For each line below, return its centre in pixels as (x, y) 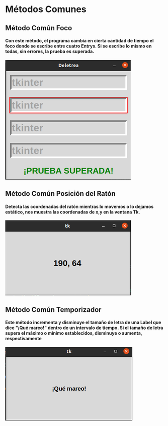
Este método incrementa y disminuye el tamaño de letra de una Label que (83, 323)
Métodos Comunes (46, 9)
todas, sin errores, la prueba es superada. (50, 51)
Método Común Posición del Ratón (60, 194)
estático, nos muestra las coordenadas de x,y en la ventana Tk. (73, 212)
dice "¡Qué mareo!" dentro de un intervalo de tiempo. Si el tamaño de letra (84, 328)
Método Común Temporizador (53, 310)
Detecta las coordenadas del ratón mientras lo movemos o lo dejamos (79, 206)
